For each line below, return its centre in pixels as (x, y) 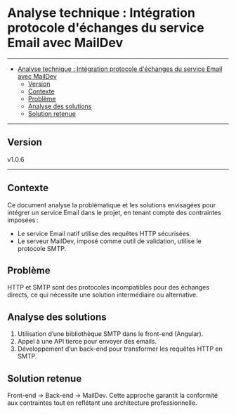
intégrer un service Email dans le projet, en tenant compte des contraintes (114, 212)
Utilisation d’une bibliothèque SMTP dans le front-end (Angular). (110, 334)
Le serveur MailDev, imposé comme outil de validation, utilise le (109, 241)
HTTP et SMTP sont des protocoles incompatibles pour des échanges (108, 287)
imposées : (23, 220)
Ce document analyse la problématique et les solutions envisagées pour (112, 205)
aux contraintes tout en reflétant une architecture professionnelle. (102, 403)
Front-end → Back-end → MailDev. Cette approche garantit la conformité (113, 395)
